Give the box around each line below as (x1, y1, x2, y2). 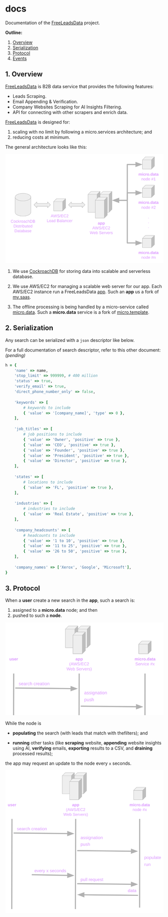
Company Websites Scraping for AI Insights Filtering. (12, 104, 122, 110)
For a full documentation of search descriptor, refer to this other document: (5, 347, 161, 353)
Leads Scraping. (12, 93, 47, 99)
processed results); (12, 751, 53, 757)
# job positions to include (23, 432, 82, 437)
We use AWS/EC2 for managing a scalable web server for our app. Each (12, 283, 162, 289)
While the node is (5, 720, 42, 726)
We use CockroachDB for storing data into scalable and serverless (12, 268, 151, 274)
